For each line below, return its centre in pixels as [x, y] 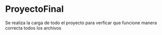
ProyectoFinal [34, 9]
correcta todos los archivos [33, 28]
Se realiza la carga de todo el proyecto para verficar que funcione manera [81, 23]
